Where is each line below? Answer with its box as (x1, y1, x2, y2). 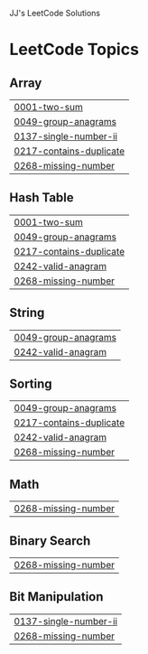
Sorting (9, 377, 52, 392)
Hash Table (9, 190, 74, 206)
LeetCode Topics (9, 40, 140, 60)
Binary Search (9, 533, 91, 548)
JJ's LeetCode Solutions (9, 8, 101, 18)
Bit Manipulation (9, 589, 104, 604)
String (9, 305, 45, 321)
